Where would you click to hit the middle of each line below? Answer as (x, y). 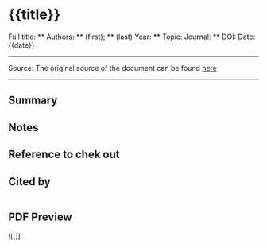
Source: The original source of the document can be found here (112, 68)
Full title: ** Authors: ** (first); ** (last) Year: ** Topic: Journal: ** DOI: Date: (132, 37)
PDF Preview (41, 217)
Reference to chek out (64, 155)
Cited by (29, 182)
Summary (33, 101)
